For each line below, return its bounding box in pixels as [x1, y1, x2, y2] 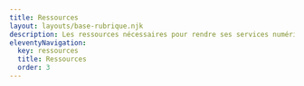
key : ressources [17, 47, 79, 56]
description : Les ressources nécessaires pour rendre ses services [9, 30, 270, 39]
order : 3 [17, 64, 51, 73]
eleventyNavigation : [9, 38, 88, 47]
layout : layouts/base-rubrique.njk [9, 21, 144, 30]
